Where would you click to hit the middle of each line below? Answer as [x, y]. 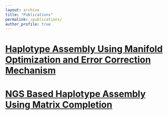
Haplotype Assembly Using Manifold [84, 49]
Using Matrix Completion [59, 105]
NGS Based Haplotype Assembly [75, 94]
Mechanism [31, 71]
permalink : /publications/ [34, 19]
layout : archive [22, 10]
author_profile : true [28, 24]
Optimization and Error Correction [78, 60]
